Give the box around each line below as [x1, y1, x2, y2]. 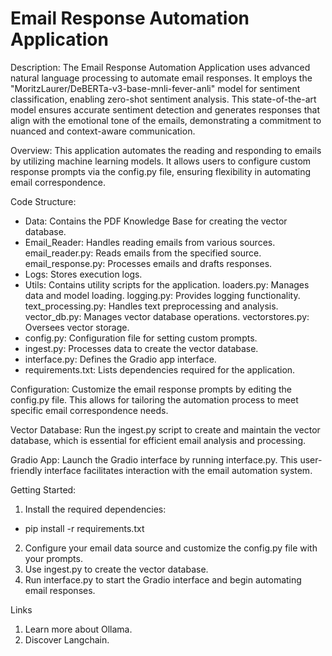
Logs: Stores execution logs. [24, 268, 143, 280]
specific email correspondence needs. [10, 404, 169, 416]
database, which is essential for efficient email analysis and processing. [10, 434, 307, 446]
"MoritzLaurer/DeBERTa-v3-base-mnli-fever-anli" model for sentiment [10, 82, 301, 94]
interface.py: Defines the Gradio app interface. [24, 353, 217, 365]
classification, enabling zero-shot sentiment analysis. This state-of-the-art [10, 93, 317, 105]
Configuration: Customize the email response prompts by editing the [10, 383, 292, 395]
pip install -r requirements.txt [24, 522, 145, 534]
